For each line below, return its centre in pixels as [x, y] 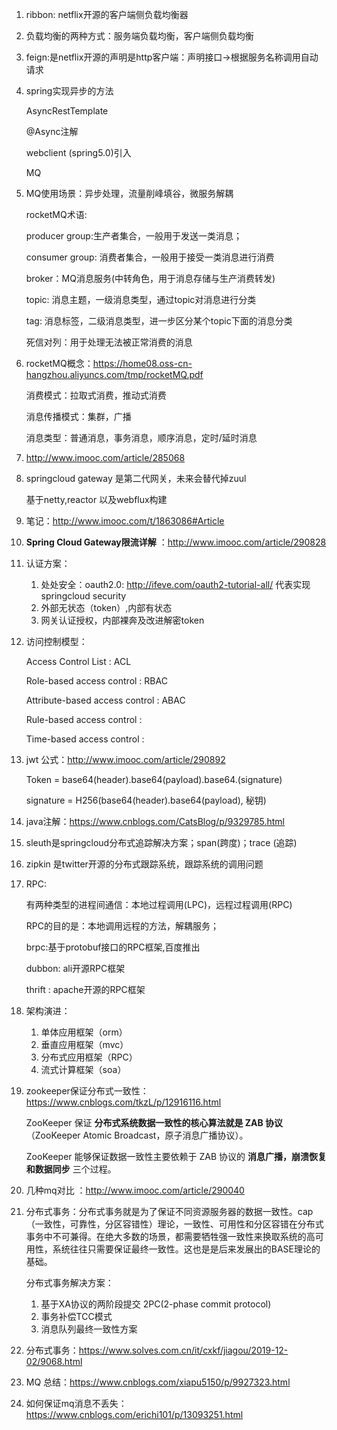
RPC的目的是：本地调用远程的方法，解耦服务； [122, 926]
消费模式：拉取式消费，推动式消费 [96, 395]
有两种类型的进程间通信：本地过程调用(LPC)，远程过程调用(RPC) [159, 904]
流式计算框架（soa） [83, 1069]
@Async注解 [52, 131]
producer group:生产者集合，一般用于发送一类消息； [134, 236]
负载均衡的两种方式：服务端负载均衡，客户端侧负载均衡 [139, 36]
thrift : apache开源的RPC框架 [85, 989]
